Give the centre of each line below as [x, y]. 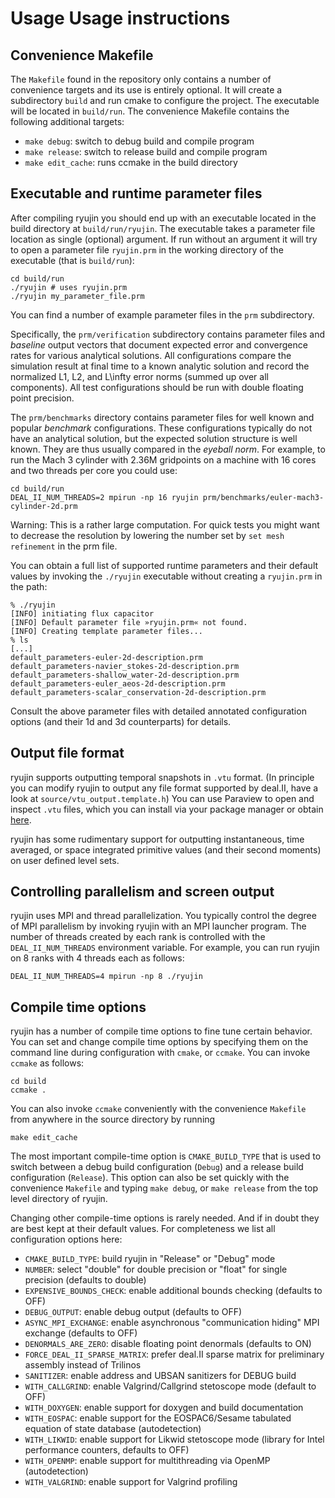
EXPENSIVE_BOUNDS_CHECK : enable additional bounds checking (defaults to [173, 1291]
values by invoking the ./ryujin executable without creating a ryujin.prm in [166, 576]
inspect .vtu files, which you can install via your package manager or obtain [167, 809]
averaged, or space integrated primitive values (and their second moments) [166, 849]
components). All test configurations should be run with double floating [157, 387]
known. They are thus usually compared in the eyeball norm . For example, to [168, 449]
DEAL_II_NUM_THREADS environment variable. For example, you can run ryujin [165, 948]
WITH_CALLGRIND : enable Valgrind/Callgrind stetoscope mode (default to [170, 1386]
